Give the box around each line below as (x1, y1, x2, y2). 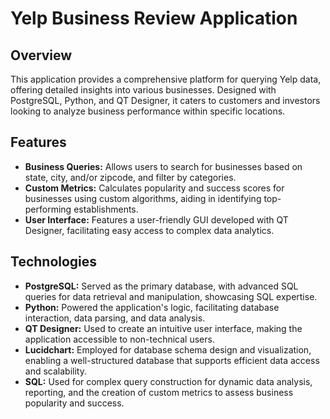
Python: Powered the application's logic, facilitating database (24, 301, 280, 313)
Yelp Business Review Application (10, 7, 298, 30)
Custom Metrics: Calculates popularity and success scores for (24, 182, 285, 194)
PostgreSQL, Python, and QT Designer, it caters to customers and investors (10, 95, 321, 106)
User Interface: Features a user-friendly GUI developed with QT (24, 213, 289, 226)
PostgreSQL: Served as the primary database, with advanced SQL (24, 280, 299, 292)
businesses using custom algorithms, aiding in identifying (24, 192, 262, 204)
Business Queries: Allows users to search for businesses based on (24, 160, 303, 172)
